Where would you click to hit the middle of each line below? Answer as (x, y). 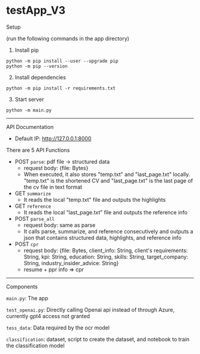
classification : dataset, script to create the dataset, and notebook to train (98, 339)
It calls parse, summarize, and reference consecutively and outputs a (108, 231)
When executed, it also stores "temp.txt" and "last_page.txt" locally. (107, 174)
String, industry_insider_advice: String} (71, 263)
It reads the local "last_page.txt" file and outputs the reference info (105, 212)
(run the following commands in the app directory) (68, 38)
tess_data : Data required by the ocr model (58, 327)
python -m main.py (29, 110)
